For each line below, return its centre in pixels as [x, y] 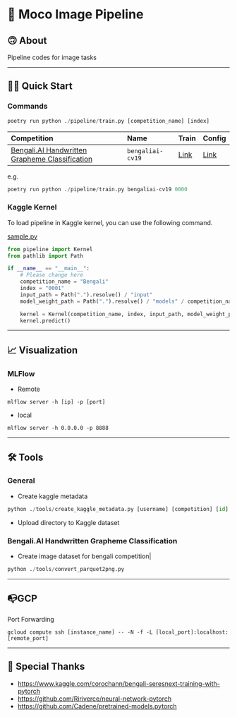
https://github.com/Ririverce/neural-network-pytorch [94, 699]
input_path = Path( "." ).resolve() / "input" [86, 295]
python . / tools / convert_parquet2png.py [66, 570]
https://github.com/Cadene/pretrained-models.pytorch [97, 706]
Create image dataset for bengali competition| [84, 556]
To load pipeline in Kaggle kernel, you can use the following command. [110, 222]
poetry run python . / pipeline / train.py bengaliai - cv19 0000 [98, 189]
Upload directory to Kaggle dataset [68, 522]
